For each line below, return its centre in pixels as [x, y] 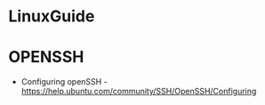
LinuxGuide [52, 16]
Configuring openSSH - [64, 82]
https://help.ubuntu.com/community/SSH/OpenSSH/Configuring [139, 92]
